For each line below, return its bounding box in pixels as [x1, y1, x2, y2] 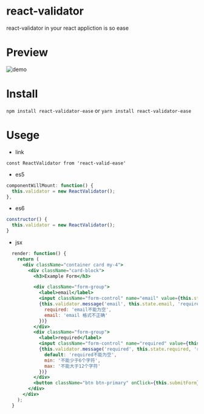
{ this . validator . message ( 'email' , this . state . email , [38, 301, 175, 307]
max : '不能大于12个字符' [44, 363, 101, 369]
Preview [6, 46, 49, 59]
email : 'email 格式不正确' [44, 312, 108, 318]
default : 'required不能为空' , [44, 351, 117, 358]
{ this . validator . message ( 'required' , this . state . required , [38, 346, 191, 352]
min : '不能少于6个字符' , [44, 357, 101, 364]
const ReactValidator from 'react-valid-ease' [6, 160, 126, 166]
